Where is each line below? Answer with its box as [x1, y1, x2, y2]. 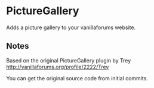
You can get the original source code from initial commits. [6, 74, 148, 81]
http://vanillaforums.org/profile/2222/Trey [6, 63, 109, 70]
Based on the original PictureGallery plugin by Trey [6, 56, 131, 64]
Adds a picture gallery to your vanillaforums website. [6, 24, 136, 31]
